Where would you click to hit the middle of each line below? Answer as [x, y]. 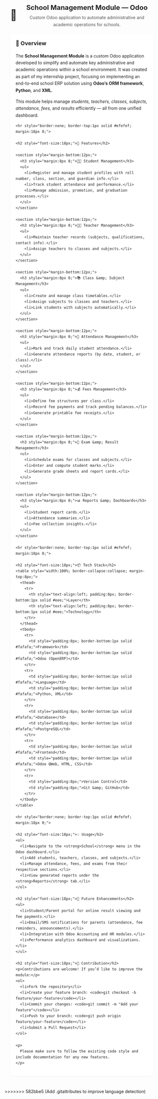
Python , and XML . [34, 90]
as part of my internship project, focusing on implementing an [78, 76]
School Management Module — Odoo [87, 8]
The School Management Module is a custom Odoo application [80, 56]
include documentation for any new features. [63, 1057]
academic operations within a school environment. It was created [81, 69]
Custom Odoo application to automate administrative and [87, 18]
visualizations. [124, 940]
